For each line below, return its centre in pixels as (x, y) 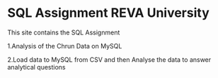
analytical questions (36, 67)
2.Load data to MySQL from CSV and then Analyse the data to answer (109, 59)
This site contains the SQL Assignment (64, 32)
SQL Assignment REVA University (109, 13)
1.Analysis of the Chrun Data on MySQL (65, 46)
